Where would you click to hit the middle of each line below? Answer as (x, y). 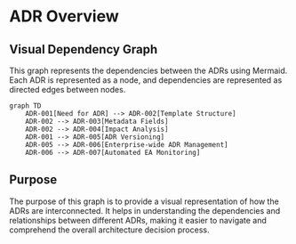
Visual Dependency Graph (84, 49)
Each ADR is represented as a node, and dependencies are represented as (146, 80)
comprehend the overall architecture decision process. (109, 230)
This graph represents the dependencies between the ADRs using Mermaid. (148, 70)
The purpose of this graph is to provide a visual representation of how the (144, 201)
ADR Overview (64, 16)
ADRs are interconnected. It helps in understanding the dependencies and (145, 210)
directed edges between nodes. (68, 89)
